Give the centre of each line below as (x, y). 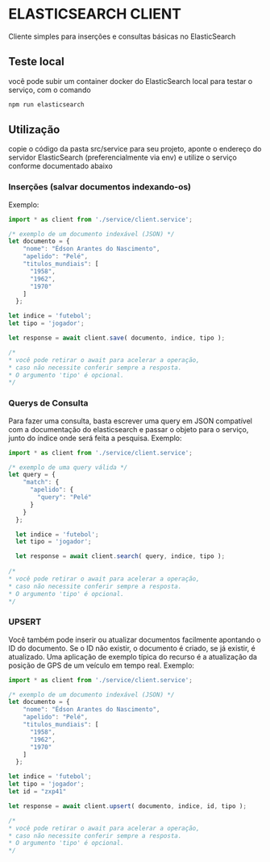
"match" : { (41, 482)
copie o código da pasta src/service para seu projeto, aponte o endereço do (135, 149)
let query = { (32, 475)
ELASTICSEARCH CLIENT (95, 14)
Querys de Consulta (48, 403)
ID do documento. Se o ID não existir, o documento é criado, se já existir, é (132, 648)
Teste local (36, 62)
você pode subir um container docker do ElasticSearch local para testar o (131, 81)
